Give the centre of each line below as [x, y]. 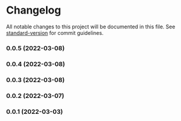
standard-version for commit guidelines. [55, 32]
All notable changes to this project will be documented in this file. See [91, 27]
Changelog [34, 10]
